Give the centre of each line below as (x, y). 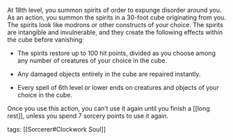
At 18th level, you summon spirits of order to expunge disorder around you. (114, 10)
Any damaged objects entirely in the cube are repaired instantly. (109, 74)
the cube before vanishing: (46, 40)
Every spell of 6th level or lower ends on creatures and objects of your (118, 87)
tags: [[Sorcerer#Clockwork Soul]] (57, 129)
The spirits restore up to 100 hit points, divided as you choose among (116, 53)
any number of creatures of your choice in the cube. (92, 61)
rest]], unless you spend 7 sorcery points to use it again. (88, 116)
